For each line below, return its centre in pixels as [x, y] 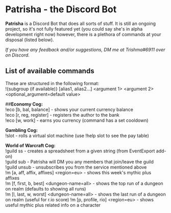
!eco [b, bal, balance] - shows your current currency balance [69, 109]
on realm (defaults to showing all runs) [46, 189]
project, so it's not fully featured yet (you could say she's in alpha [74, 29]
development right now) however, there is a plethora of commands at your [83, 34]
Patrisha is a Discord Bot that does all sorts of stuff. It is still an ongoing [81, 23]
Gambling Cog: [22, 130]
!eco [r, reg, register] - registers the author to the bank [63, 115]
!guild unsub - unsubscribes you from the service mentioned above [76, 167]
